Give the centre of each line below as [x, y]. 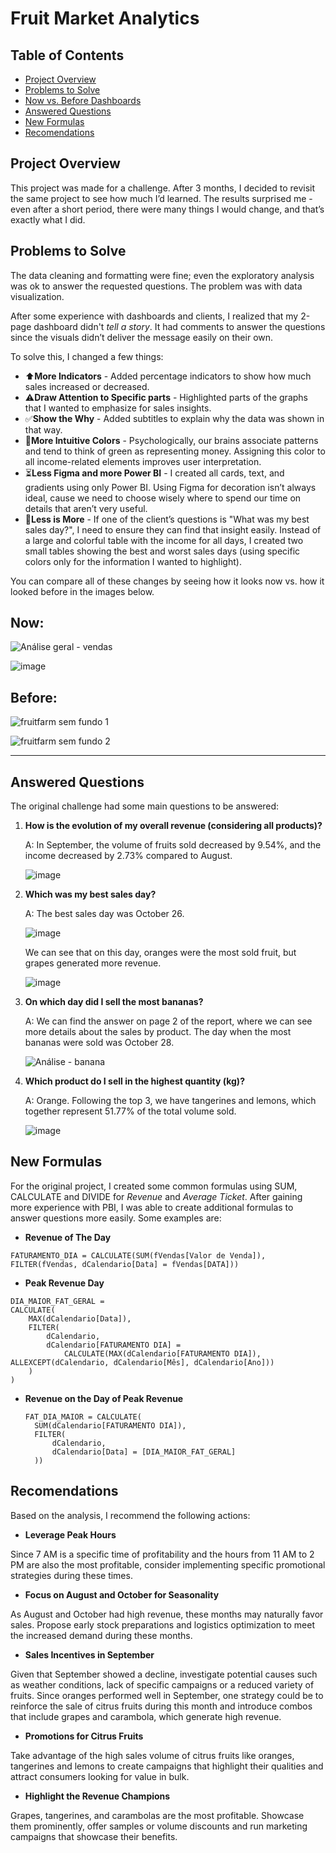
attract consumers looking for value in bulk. [100, 1776]
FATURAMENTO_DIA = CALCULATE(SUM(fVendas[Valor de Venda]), [138, 1255]
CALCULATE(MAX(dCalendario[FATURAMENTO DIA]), [162, 1353]
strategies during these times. [71, 1575]
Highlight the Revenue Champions [97, 1796]
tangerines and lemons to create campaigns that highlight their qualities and [167, 1766]
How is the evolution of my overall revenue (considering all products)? [173, 826]
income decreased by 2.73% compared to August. [128, 856]
